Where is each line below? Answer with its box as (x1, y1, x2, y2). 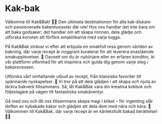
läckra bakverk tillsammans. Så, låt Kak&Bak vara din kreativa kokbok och (5, 83, 152, 89)
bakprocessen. (5, 64, 35, 70)
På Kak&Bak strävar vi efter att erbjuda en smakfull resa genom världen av (5, 43, 153, 49)
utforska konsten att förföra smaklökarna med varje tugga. (5, 34, 121, 40)
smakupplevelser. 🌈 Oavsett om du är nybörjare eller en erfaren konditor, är (5, 54, 155, 59)
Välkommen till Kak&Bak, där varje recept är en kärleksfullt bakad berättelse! (5, 108, 158, 114)
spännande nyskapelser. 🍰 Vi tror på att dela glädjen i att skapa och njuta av (5, 78, 156, 84)
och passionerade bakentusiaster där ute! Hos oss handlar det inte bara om (5, 24, 155, 29)
